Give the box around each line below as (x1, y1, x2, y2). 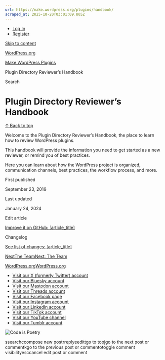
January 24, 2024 (5, 206, 42, 212)
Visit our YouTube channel (12, 315, 66, 320)
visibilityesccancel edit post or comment (5, 350, 87, 356)
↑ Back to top (5, 123, 34, 129)
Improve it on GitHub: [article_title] (5, 225, 75, 230)
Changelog (5, 234, 28, 240)
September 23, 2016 (5, 186, 47, 192)
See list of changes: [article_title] (5, 244, 72, 250)
